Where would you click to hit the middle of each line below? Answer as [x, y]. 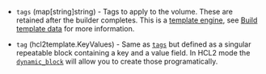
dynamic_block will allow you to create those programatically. [117, 61]
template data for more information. [75, 29]
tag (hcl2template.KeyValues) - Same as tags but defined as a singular [133, 44]
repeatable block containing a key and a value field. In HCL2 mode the [133, 53]
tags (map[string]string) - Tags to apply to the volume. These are [124, 12]
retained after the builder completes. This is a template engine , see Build [137, 20]
